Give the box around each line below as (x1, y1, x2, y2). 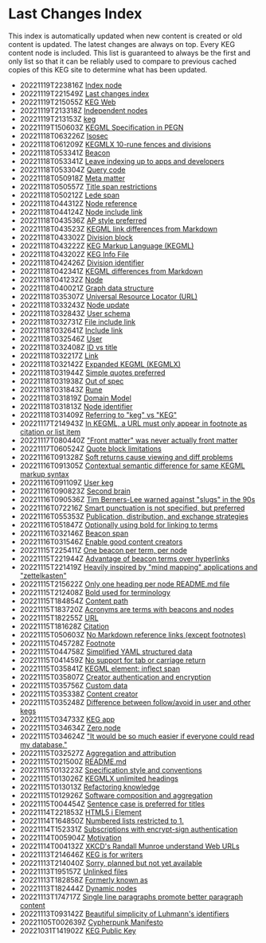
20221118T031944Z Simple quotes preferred (19, 368, 166, 377)
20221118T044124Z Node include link (19, 207, 143, 216)
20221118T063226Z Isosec (19, 131, 109, 140)
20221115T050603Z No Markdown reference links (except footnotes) (19, 629, 246, 639)
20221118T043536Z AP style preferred (19, 216, 147, 225)
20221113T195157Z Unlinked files (19, 867, 128, 876)
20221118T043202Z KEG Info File (19, 249, 130, 259)
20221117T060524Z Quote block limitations (19, 443, 162, 454)
